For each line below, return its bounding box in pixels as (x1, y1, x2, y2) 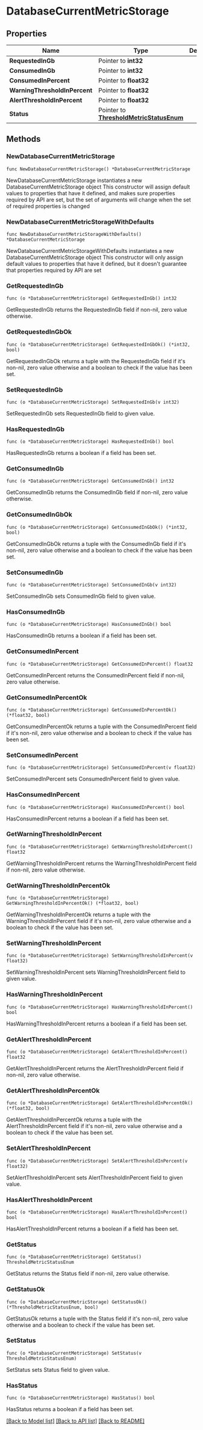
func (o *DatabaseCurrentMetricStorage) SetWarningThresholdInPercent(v (6, 953, 193, 959)
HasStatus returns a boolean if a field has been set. (6, 1406, 134, 1413)
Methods (6, 134, 41, 144)
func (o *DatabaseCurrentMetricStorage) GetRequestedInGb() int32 (6, 295, 177, 301)
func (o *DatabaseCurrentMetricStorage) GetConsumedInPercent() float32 (6, 661, 193, 667)
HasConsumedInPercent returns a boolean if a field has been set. (6, 814, 169, 822)
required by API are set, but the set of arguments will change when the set (6, 196, 192, 203)
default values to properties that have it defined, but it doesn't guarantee (6, 260, 187, 267)
